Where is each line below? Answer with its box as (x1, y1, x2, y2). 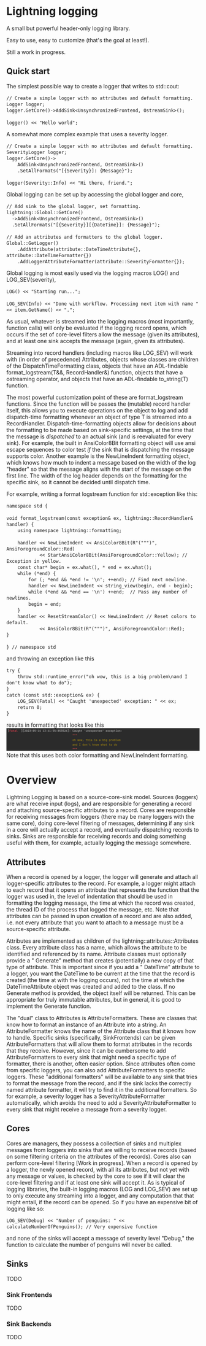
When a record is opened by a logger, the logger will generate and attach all (6, 873, 198, 881)
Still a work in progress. (6, 48, 66, 56)
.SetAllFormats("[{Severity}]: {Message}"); (17, 168, 133, 174)
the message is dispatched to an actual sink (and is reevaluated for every (6, 433, 191, 440)
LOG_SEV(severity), (6, 276, 56, 283)
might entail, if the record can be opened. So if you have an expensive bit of (6, 1198, 198, 1205)
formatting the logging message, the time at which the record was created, (6, 899, 196, 907)
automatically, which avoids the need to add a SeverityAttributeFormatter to (6, 1099, 197, 1107)
